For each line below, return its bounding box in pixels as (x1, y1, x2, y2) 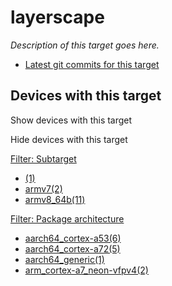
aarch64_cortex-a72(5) (24, 242, 121, 255)
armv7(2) (24, 182, 63, 195)
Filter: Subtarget (10, 152, 77, 165)
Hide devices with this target (10, 133, 128, 145)
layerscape (10, 6, 105, 29)
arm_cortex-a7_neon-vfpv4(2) (24, 264, 149, 276)
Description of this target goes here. (10, 39, 160, 51)
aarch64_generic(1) (24, 253, 105, 265)
